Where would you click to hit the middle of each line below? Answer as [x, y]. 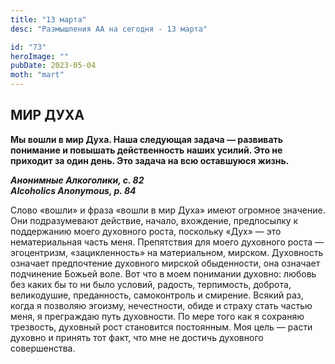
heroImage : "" [40, 56]
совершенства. [43, 348]
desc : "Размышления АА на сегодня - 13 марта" [109, 29]
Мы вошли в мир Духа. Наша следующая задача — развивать [147, 139]
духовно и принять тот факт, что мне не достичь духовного [137, 337]
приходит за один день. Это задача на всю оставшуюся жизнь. [150, 160]
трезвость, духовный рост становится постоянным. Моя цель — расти [161, 327]
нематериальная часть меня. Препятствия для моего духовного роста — [167, 242]
